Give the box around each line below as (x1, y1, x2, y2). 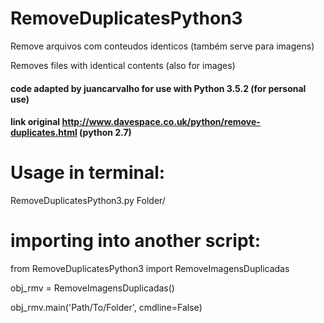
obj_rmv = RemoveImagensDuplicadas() (10, 282, 175, 294)
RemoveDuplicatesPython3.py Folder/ (10, 195, 166, 207)
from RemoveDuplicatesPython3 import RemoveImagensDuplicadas (10, 263, 290, 274)
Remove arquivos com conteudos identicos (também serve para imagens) (10, 40, 315, 52)
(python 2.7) (79, 127, 132, 139)
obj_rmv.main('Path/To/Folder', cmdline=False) (10, 302, 203, 313)
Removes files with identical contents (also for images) (10, 59, 236, 71)
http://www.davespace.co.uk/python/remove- (61, 116, 261, 128)
